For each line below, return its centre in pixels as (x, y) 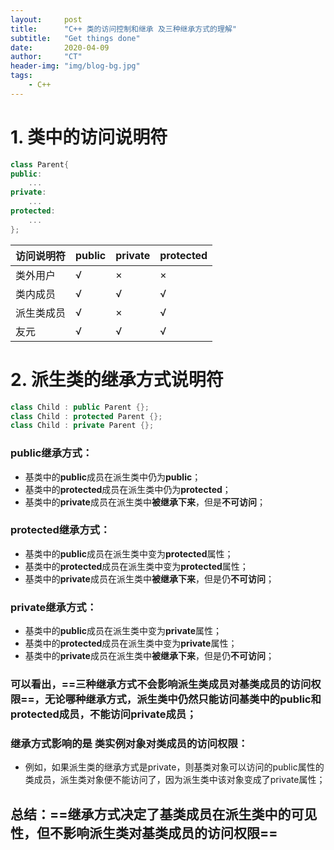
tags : (21, 76)
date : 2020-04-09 (60, 47)
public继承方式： (51, 453)
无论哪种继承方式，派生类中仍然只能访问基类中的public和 (183, 699)
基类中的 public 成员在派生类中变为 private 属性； (123, 631)
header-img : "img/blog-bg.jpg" (75, 66)
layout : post (46, 19)
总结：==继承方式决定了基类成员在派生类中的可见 (164, 814)
